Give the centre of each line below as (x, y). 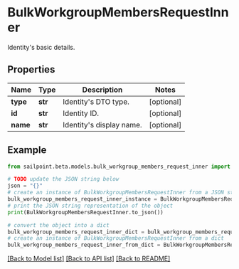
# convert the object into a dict (59, 225)
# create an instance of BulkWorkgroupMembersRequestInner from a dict (116, 238)
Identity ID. (81, 113)
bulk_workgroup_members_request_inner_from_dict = (84, 245)
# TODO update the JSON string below (63, 179)
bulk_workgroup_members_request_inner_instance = (83, 199)
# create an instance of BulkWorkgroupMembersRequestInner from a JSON (116, 193)
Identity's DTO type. (96, 102)
